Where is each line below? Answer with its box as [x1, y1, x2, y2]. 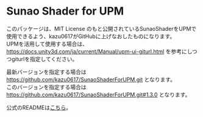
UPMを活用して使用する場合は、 [6, 40, 88, 47]
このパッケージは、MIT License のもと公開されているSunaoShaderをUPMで [6, 25, 197, 32]
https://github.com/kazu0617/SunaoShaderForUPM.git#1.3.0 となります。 [6, 91, 191, 98]
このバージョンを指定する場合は [6, 83, 87, 90]
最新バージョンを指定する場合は [6, 68, 87, 75]
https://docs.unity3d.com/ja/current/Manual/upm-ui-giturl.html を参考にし [6, 47, 193, 55]
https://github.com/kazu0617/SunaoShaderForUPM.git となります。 [6, 76, 176, 83]
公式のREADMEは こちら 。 [6, 104, 72, 111]
